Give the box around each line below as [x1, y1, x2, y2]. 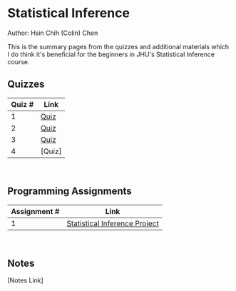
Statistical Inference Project [66, 218, 159, 228]
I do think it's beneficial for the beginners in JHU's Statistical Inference [7, 50, 215, 58]
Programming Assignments [7, 185, 132, 198]
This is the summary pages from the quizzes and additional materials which [7, 42, 230, 51]
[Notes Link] [7, 276, 44, 285]
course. [7, 57, 30, 66]
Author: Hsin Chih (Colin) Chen [7, 29, 98, 37]
